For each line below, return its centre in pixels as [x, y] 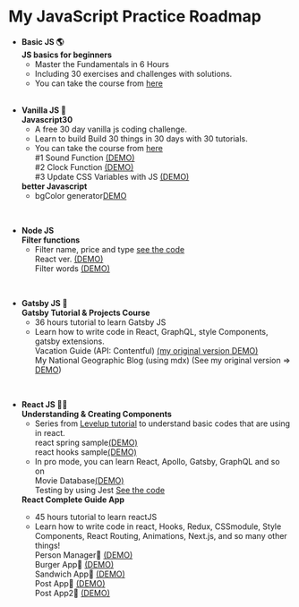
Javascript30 [47, 119]
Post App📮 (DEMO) [70, 583]
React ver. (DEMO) [69, 259]
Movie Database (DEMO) [79, 480]
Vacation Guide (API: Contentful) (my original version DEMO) [146, 350]
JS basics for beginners [67, 55]
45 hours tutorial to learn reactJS [96, 517]
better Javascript [54, 186]
